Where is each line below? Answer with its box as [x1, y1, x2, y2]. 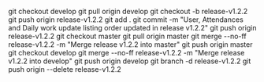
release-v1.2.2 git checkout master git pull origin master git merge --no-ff [8, 31, 247, 41]
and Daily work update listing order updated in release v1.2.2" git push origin [8, 23, 257, 32]
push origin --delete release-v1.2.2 [8, 65, 121, 73]
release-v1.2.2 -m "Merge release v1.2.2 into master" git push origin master [8, 40, 253, 49]
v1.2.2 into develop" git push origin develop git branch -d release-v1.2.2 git [8, 56, 251, 66]
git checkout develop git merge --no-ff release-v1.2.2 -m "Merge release [8, 48, 245, 57]
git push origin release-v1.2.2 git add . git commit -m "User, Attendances [8, 15, 244, 24]
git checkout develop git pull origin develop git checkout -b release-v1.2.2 [8, 7, 248, 16]
